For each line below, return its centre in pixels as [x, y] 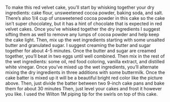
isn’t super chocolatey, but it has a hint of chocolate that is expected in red [84, 23]
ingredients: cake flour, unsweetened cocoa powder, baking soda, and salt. [84, 13]
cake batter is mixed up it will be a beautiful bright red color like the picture [84, 78]
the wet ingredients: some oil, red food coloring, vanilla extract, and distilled [85, 61]
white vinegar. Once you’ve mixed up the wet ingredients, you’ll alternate [82, 67]
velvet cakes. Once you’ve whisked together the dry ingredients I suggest [83, 29]
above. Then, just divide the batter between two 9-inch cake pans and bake [85, 83]
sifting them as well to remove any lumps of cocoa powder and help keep [82, 34]
